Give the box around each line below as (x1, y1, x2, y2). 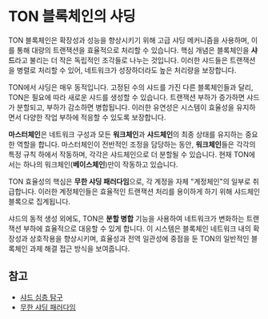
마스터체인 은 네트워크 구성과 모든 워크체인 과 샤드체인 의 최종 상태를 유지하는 (8, 129, 244, 139)
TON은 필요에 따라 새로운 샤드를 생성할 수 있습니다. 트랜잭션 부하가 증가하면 (8, 92, 246, 102)
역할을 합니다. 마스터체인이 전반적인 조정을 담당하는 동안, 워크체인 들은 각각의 (16, 139, 256, 149)
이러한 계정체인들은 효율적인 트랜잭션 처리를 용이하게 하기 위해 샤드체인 (38, 186, 261, 196)
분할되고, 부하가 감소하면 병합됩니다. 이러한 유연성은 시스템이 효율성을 (16, 102, 234, 112)
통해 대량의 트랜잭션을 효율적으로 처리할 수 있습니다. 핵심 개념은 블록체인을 (16, 45, 250, 55)
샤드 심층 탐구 (19, 292, 63, 301)
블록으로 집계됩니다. (8, 196, 70, 206)
